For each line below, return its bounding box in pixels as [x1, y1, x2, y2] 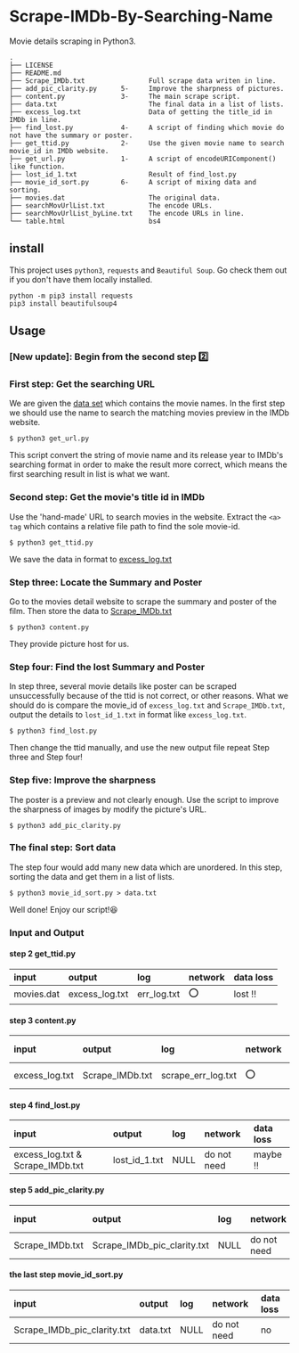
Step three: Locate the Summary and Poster [9, 576, 203, 588]
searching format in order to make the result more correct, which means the [9, 459, 287, 470]
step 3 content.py [9, 1014, 77, 1026]
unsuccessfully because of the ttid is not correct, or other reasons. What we [9, 691, 289, 701]
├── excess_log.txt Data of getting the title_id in [9, 107, 273, 117]
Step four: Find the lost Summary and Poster [9, 660, 206, 673]
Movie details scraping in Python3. [9, 36, 136, 46]
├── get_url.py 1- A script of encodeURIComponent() [9, 154, 277, 163]
